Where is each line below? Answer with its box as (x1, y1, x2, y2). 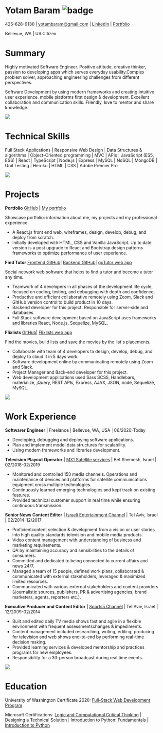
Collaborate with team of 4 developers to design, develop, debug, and (12, 348, 153, 354)
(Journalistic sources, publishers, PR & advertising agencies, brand (12, 589, 147, 595)
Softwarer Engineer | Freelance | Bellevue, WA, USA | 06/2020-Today (5, 427, 146, 433)
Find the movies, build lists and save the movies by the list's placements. (5, 339, 151, 345)
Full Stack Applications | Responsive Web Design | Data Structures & (5, 147, 143, 153)
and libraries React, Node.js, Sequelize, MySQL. (12, 320, 109, 326)
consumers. (12, 553, 36, 558)
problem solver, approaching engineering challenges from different (5, 74, 140, 80)
